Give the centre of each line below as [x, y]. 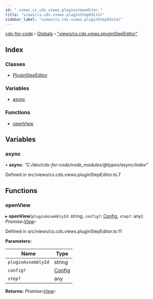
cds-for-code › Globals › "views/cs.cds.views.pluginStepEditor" [71, 34]
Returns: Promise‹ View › [30, 291]
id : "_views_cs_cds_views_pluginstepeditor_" [54, 10]
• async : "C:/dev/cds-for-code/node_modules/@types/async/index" [77, 165]
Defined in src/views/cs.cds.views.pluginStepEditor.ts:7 [63, 175]
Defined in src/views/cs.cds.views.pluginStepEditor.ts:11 [64, 232]
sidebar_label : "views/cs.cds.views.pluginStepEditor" [64, 19]
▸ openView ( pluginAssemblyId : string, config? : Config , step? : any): [75, 216]
